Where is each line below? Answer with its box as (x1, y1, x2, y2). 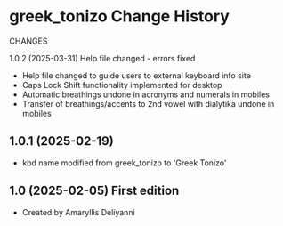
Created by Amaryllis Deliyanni (21, 206, 135, 217)
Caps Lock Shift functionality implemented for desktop (21, 79, 222, 90)
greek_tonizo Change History (9, 6, 230, 27)
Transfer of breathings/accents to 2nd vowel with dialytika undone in (21, 98, 275, 109)
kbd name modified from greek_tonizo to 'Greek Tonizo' (21, 157, 227, 168)
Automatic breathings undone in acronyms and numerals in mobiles (21, 89, 270, 100)
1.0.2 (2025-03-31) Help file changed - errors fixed (9, 52, 196, 63)
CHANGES (9, 36, 48, 46)
